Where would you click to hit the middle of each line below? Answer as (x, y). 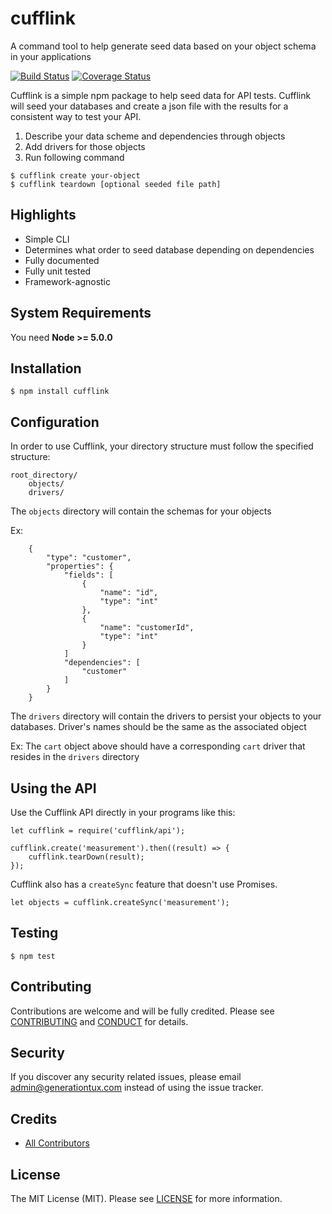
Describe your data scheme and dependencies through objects (155, 136)
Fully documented (62, 260)
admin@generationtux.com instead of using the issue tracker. (137, 1088)
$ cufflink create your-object (75, 175)
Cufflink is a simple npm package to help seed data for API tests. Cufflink (161, 95)
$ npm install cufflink (60, 392)
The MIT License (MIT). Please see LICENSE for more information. (146, 1199)
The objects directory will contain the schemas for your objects (141, 511)
